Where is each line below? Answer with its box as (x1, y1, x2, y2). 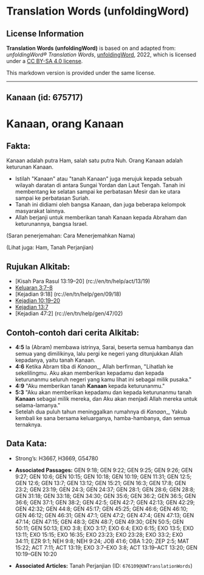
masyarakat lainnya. (15, 208, 66, 215)
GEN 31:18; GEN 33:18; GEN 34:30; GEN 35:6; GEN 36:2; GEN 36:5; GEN (15, 492, 196, 499)
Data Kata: (6, 438, 47, 449)
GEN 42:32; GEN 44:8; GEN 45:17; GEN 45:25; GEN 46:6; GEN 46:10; (15, 505, 188, 512)
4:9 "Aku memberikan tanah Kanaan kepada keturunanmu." (15, 383, 165, 390)
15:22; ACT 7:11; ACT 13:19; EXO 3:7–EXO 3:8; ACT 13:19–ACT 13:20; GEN (15, 543, 197, 551)
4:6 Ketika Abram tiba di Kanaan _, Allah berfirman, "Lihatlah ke (15, 363, 174, 370)
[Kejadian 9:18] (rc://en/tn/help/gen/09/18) (15, 290, 121, 298)
